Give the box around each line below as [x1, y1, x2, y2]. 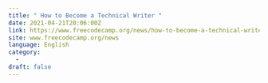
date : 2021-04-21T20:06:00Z [8, 19, 102, 27]
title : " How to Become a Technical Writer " [8, 11, 162, 20]
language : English [8, 41, 69, 49]
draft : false [8, 63, 52, 71]
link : [8, 26, 26, 34]
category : [8, 48, 41, 56]
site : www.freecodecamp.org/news [8, 33, 120, 42]
